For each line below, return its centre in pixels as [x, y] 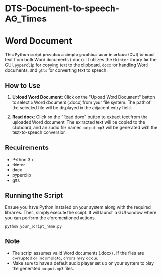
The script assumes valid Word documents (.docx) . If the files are [78, 253]
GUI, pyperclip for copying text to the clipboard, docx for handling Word [77, 65]
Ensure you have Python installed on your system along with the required [78, 207]
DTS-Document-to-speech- [62, 9]
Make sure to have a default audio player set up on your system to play [83, 263]
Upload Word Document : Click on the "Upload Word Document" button [83, 97]
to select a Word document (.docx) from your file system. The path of [81, 102]
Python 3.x [23, 159]
